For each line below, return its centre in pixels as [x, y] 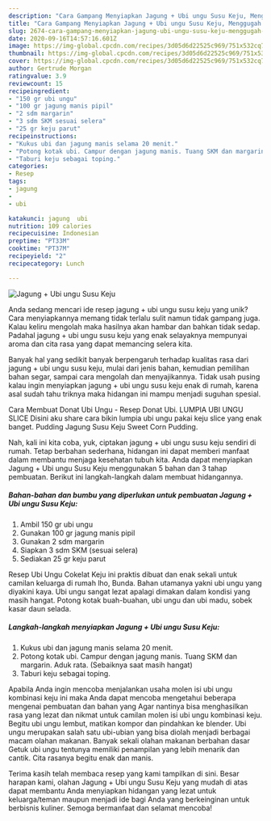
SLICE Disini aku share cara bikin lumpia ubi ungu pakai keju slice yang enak [135, 418]
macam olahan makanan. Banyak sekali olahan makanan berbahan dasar [129, 740]
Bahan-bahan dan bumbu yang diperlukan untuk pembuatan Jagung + [130, 495]
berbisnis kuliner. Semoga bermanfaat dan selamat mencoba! [110, 808]
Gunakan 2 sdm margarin [62, 541]
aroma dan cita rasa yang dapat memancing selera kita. [100, 344]
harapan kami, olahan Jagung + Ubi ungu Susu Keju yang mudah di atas [128, 782]
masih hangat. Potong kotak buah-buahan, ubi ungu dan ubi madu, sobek [130, 600]
